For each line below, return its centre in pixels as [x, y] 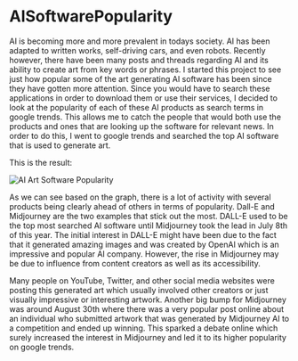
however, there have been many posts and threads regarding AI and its [139, 60]
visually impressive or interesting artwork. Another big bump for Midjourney [148, 299]
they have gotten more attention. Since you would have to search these [140, 88]
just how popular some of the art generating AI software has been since [141, 78]
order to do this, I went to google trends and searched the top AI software [144, 135]
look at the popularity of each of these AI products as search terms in [137, 107]
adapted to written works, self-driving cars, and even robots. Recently [137, 50]
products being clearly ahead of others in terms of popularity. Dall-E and [142, 206]
